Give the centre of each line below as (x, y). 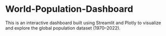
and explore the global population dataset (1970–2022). (63, 28)
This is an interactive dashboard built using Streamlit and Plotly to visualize (83, 23)
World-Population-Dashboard (69, 9)
